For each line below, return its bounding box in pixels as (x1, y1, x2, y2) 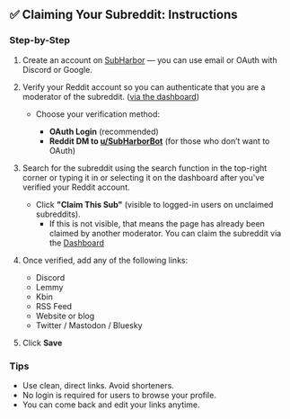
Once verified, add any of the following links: (22, 254, 189, 265)
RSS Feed (35, 300, 73, 311)
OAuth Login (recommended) (48, 126, 159, 137)
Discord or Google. (22, 64, 92, 75)
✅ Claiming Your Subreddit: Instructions (9, 7, 238, 22)
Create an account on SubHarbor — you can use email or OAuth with (22, 54, 277, 66)
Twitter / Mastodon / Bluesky (35, 319, 143, 331)
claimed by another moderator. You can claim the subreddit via (48, 227, 282, 238)
